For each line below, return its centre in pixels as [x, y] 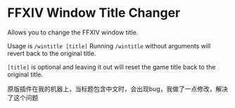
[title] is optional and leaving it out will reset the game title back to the [112, 67]
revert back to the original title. [52, 53]
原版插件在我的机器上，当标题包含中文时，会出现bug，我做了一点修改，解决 [118, 88]
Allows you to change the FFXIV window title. [73, 32]
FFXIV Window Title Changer [94, 13]
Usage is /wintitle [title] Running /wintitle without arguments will [109, 46]
